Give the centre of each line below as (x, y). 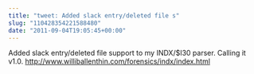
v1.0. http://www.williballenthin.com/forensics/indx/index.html (109, 61)
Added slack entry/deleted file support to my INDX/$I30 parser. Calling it (127, 53)
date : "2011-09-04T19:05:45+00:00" (67, 30)
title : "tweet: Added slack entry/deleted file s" (94, 16)
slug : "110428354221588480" (55, 23)
